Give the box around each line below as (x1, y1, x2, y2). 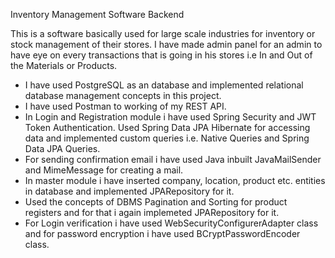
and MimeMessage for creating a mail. (24, 164, 184, 176)
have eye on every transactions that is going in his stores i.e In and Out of (10, 49, 313, 61)
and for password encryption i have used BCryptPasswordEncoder (24, 228, 301, 239)
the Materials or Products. (10, 60, 118, 71)
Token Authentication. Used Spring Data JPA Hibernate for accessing (24, 122, 311, 133)
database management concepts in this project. (24, 90, 222, 101)
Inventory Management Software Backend (10, 9, 185, 20)
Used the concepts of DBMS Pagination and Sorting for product (24, 196, 288, 208)
